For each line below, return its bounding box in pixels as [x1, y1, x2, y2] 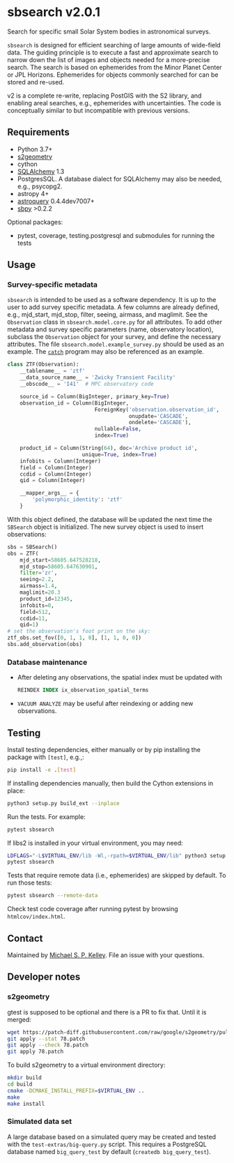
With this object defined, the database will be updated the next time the [7, 515, 212, 523]
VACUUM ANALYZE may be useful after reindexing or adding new [17, 699, 194, 708]
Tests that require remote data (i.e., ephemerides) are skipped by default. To [7, 871, 226, 880]
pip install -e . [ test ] [7, 766, 77, 773]
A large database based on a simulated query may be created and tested [7, 1132, 217, 1141]
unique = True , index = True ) [81, 451, 157, 458]
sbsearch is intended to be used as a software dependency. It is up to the [7, 296, 217, 304]
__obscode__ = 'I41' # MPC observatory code [19, 381, 155, 388]
